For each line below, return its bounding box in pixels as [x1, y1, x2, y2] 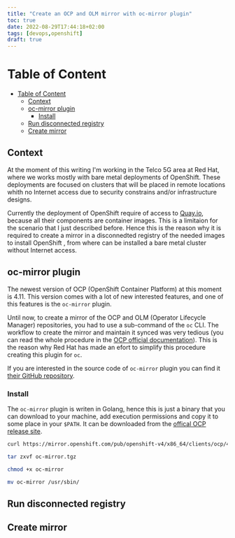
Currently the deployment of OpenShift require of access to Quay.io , [7, 208, 204, 217]
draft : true [7, 36, 42, 43]
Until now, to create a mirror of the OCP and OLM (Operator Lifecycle [7, 313, 206, 322]
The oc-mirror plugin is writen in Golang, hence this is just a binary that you [7, 404, 225, 413]
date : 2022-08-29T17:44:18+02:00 [7, 23, 105, 30]
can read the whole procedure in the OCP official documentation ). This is [7, 335, 218, 344]
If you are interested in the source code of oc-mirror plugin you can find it [7, 364, 220, 372]
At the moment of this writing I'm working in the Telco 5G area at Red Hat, [7, 165, 220, 174]
